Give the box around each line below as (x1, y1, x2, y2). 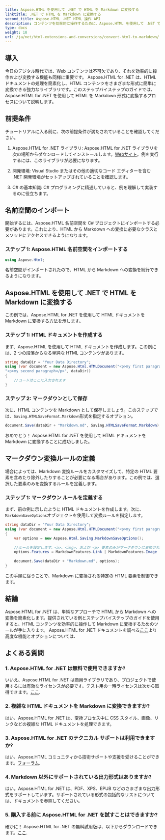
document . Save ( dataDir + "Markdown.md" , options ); (14, 559, 120, 564)
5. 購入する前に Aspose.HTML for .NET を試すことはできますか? (5, 812, 158, 818)
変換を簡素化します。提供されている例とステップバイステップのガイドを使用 (5, 615, 160, 620)
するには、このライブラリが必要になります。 (12, 157, 103, 163)
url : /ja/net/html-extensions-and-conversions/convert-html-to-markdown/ (5, 35, 160, 40)
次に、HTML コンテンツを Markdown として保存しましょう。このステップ (5, 407, 154, 413)
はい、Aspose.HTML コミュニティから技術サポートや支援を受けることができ (5, 754, 160, 759)
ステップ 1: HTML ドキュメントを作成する (5, 332, 103, 338)
